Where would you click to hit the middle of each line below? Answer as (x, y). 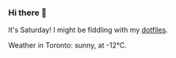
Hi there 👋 (28, 13)
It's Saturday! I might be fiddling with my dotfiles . (88, 30)
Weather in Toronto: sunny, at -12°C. (67, 45)
